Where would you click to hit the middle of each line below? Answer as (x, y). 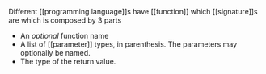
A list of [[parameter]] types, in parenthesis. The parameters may (129, 44)
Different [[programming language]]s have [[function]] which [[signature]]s (133, 12)
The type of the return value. (68, 61)
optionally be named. (55, 53)
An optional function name (64, 36)
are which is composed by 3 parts (65, 20)
